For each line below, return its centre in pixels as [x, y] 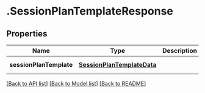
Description [180, 51]
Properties [27, 34]
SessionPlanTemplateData [117, 65]
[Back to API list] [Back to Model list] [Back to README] [76, 84]
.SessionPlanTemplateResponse [90, 11]
